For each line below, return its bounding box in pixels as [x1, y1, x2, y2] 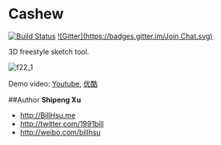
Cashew [8, 5, 64, 23]
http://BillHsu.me [19, 110, 76, 120]
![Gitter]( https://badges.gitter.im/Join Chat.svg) [57, 31, 213, 41]
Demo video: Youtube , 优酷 [8, 79, 98, 88]
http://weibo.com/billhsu [19, 127, 102, 137]
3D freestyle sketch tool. [8, 46, 90, 56]
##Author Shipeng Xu [8, 95, 82, 104]
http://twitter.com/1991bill [19, 119, 104, 128]
